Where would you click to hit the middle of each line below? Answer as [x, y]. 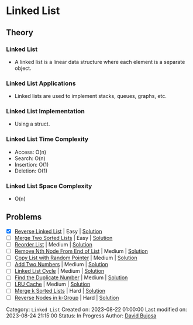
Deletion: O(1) [31, 171]
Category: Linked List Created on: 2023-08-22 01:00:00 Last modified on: [96, 309]
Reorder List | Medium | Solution [53, 244]
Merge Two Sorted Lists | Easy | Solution [63, 238]
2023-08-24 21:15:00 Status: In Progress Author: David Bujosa [81, 316]
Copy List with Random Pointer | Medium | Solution [76, 258]
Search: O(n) [30, 158]
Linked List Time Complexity [47, 139]
